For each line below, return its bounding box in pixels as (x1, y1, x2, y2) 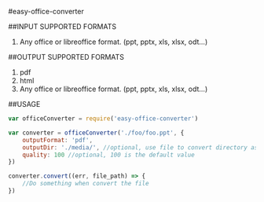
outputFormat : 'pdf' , (22, 136, 93, 144)
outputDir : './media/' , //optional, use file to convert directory (22, 143, 247, 152)
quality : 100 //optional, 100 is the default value (22, 151, 195, 159)
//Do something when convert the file (22, 180, 149, 188)
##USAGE (8, 100, 41, 108)
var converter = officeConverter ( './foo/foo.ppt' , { (8, 129, 185, 137)
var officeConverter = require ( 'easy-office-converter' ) (8, 115, 199, 123)
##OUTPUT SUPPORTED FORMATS (8, 53, 124, 61)
